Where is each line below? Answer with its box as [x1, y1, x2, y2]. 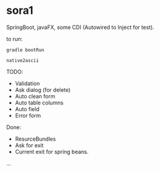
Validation [14, 80, 40, 87]
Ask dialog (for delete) [14, 86, 71, 94]
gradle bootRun [6, 46, 45, 53]
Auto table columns [14, 99, 64, 106]
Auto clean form [14, 92, 56, 100]
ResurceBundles [14, 135, 56, 142]
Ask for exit [14, 141, 44, 148]
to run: [6, 35, 23, 42]
